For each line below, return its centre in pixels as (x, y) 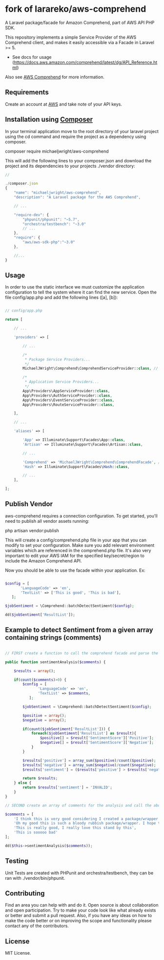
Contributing (25, 893)
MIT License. (18, 953)
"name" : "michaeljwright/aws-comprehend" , (58, 193)
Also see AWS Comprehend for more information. (55, 77)
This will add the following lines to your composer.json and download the (78, 160)
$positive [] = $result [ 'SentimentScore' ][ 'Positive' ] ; (97, 738)
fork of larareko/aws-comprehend (76, 9)
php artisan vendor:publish (32, 530)
